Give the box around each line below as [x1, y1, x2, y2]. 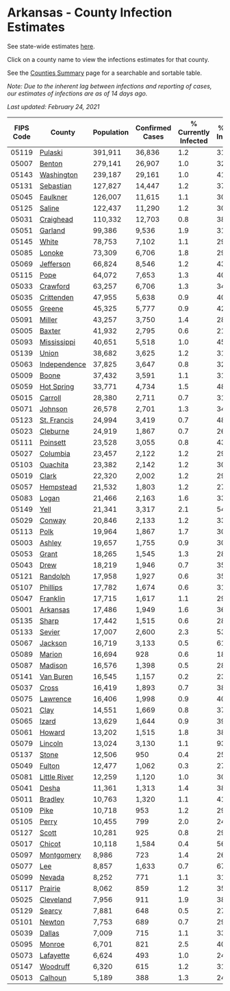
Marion [39, 649, 63, 659]
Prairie [39, 883, 61, 893]
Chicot [39, 839, 61, 848]
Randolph [39, 571, 71, 581]
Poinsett [39, 437, 66, 447]
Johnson [39, 404, 68, 413]
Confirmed [136, 123, 172, 132]
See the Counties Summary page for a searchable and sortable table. [7, 69, 203, 77]
